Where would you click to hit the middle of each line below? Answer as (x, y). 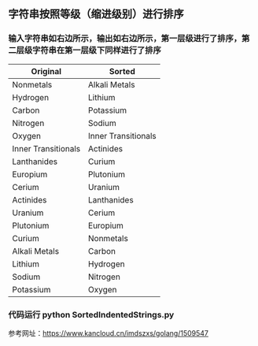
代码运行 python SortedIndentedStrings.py (91, 314)
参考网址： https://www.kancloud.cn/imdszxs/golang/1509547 (109, 333)
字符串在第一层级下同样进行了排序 (97, 50)
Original (46, 71)
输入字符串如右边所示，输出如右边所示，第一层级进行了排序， (125, 39)
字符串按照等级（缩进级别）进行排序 (96, 14)
